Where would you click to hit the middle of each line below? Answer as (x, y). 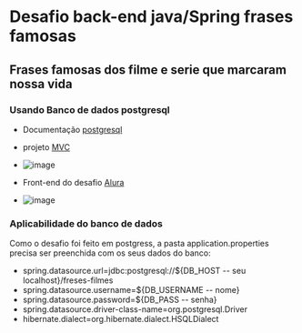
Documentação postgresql (72, 129)
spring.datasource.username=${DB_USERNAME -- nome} (131, 290)
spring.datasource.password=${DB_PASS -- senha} (120, 300)
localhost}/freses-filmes (68, 280)
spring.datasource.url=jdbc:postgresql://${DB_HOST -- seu (134, 271)
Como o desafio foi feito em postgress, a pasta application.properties (140, 244)
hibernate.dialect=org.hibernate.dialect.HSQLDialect (121, 319)
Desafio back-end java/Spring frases (151, 17)
